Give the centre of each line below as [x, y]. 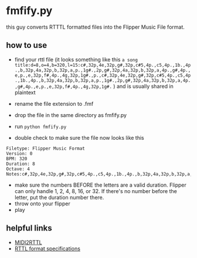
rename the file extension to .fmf [54, 104]
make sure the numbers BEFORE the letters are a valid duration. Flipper [100, 185]
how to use [27, 45]
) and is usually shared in [144, 86]
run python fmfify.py [40, 126]
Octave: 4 [18, 169]
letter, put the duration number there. [59, 197]
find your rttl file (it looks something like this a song [76, 59]
